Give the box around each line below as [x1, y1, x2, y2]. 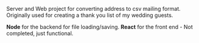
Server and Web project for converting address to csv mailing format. [6, 5, 181, 12]
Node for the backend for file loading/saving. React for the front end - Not [6, 24, 194, 30]
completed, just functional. [6, 30, 74, 37]
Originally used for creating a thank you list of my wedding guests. [6, 12, 173, 19]
